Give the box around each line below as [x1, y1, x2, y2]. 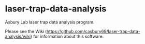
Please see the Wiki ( [5, 28, 47, 34]
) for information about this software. [30, 33, 104, 39]
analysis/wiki [5, 33, 31, 39]
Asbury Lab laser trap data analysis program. [5, 19, 95, 25]
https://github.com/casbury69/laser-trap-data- [46, 28, 140, 34]
